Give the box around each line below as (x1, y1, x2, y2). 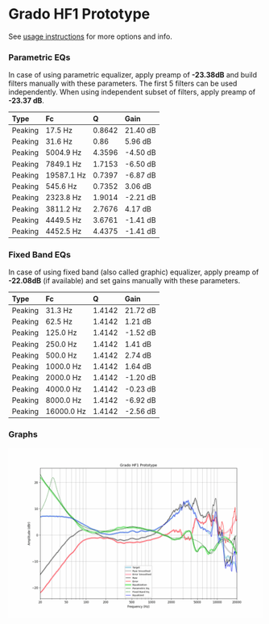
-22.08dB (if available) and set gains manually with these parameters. (8, 276, 241, 286)
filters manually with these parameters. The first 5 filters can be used (8, 78, 238, 89)
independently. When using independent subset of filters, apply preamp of (8, 87, 256, 97)
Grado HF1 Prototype (8, 5, 151, 23)
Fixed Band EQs (8, 249, 71, 260)
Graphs (8, 429, 38, 440)
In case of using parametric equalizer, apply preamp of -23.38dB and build (8, 70, 258, 80)
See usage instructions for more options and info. (8, 31, 173, 41)
